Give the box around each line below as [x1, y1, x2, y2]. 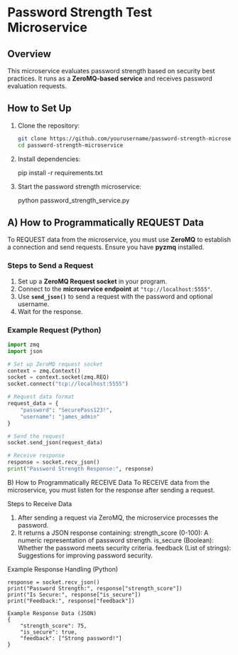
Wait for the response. [17, 307, 83, 315]
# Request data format [7, 393, 75, 401]
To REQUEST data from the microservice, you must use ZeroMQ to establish [7, 236, 232, 244]
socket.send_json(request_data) [7, 439, 103, 446]
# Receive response [7, 452, 65, 459]
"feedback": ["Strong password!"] [20, 634, 122, 641]
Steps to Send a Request [7, 261, 94, 271]
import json [7, 347, 43, 355]
